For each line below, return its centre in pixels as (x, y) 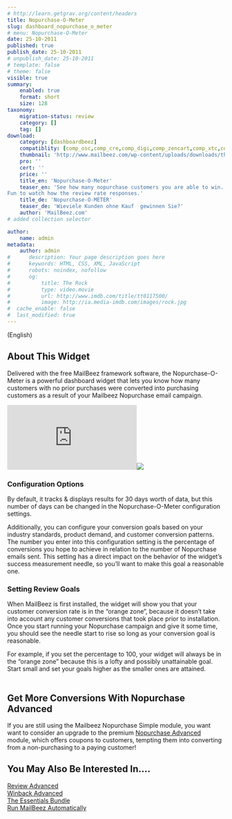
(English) (20, 335)
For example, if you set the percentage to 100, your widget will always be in (114, 655)
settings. (20, 514)
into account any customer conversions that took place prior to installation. (114, 619)
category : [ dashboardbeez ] (58, 142)
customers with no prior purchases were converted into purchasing (103, 388)
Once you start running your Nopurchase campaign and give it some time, (113, 626)
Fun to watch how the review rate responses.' (75, 194)
